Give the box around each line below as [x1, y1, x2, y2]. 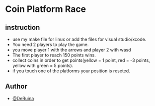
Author [5, 82, 27, 91]
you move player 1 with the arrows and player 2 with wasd [12, 47, 131, 53]
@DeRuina [12, 95, 34, 101]
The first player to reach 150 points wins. [12, 52, 96, 58]
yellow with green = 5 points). [12, 63, 74, 68]
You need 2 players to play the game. [12, 42, 89, 48]
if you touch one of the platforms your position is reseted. [12, 68, 130, 74]
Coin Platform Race [5, 3, 86, 15]
